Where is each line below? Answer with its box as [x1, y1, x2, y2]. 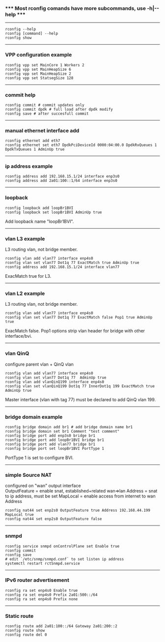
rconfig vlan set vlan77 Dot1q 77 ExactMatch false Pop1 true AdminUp [5, 315, 153, 320]
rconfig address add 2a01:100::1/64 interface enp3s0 [5, 178, 118, 183]
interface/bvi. [5, 333, 32, 339]
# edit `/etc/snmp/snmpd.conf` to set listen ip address [5, 556, 124, 561]
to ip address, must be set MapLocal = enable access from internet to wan [5, 493, 156, 499]
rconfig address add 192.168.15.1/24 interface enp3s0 [5, 174, 120, 179]
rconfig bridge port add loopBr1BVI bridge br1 [5, 438, 105, 442]
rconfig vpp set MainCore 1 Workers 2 [5, 62, 84, 67]
